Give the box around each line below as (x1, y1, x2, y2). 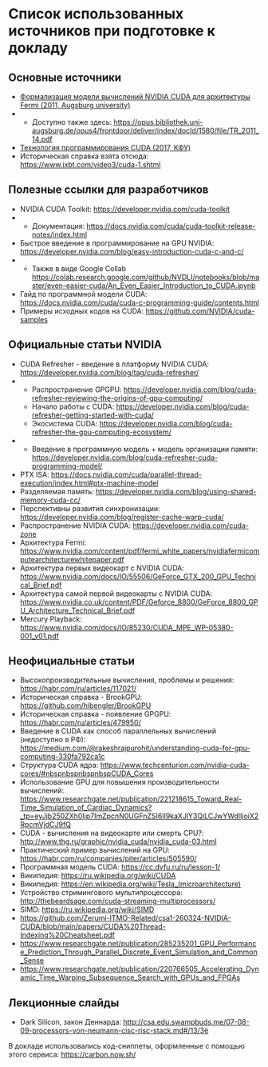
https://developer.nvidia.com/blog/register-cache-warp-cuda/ (19, 512, 225, 522)
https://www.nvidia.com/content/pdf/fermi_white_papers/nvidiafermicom (19, 545, 260, 556)
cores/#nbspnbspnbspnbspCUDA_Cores (19, 769, 154, 778)
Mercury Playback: (19, 613, 82, 624)
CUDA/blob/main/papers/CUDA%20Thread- (19, 921, 166, 932)
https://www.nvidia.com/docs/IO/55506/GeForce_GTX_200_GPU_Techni (19, 571, 257, 581)
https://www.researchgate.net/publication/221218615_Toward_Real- (19, 794, 242, 804)
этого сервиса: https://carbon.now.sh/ (8, 1049, 136, 1060)
